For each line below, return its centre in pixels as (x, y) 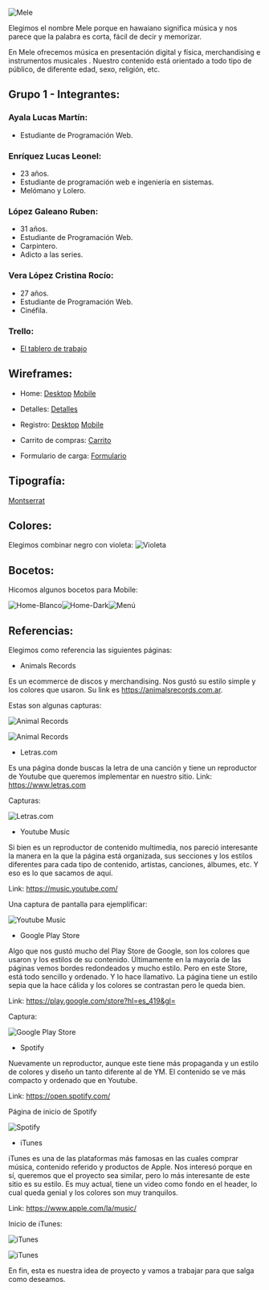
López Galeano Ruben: (53, 211)
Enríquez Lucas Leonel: (55, 155)
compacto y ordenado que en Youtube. (73, 1080)
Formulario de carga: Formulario (73, 456)
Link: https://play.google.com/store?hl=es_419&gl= (92, 1001)
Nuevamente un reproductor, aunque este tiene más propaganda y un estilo (134, 1063)
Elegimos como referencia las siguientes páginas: (90, 650)
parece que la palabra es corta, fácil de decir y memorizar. (105, 37)
